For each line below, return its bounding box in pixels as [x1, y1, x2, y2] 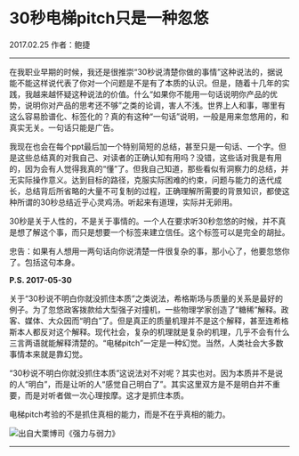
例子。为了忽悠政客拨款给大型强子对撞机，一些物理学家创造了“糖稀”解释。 [9, 304, 282, 314]
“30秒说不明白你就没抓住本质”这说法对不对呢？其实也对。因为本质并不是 [9, 367, 276, 379]
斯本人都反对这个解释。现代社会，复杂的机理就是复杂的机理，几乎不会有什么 [9, 326, 290, 337]
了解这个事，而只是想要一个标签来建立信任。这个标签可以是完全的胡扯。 [24, 226, 290, 237]
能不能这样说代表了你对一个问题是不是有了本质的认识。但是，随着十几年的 [9, 77, 282, 88]
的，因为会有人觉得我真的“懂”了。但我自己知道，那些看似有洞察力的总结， [9, 163, 282, 174]
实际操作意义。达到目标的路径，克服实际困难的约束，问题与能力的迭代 [16, 175, 274, 185]
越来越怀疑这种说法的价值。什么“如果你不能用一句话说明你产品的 [32, 88, 271, 99]
